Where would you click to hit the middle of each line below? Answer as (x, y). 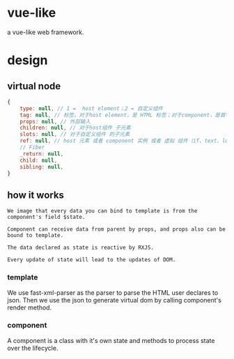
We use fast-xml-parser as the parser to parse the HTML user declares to (113, 292)
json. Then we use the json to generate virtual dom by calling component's (114, 300)
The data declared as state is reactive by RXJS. (81, 248)
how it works (36, 195)
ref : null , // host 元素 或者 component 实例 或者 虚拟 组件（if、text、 (121, 141)
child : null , (39, 160)
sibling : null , (42, 167)
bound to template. (36, 236)
